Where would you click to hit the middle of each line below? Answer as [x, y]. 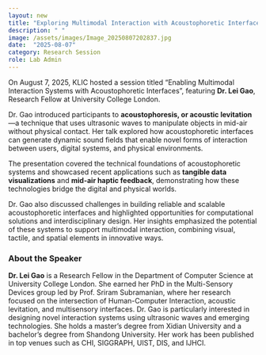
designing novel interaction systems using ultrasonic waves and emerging [129, 318]
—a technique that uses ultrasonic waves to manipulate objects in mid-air [128, 123]
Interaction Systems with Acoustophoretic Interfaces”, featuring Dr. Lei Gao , [132, 90]
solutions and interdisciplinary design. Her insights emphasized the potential [133, 221]
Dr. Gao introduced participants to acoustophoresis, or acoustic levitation [130, 114]
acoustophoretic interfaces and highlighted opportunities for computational [131, 212]
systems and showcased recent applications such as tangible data [118, 172]
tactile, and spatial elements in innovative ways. [86, 238]
